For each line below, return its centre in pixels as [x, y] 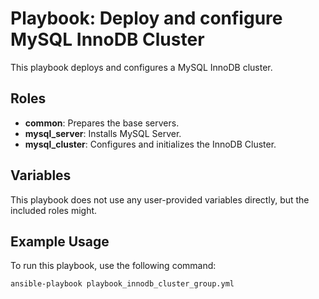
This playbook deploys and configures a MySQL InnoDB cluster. [141, 67]
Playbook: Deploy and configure [146, 18]
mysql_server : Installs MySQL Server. [103, 133]
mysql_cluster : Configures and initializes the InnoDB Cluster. [150, 144]
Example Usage [60, 241]
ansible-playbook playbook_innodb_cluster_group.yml [122, 284]
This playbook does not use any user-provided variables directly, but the [160, 199]
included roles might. [54, 210]
